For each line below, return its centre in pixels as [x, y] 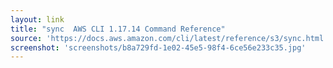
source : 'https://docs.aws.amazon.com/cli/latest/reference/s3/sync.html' [169, 38]
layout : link [37, 19]
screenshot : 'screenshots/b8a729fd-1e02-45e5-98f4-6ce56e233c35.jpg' [158, 47]
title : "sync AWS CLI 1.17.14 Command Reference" [118, 29]
